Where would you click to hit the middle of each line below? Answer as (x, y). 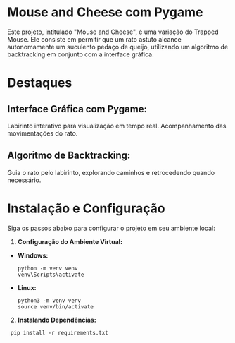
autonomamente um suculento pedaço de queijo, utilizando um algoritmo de (118, 47)
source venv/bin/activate (55, 307)
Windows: (33, 255)
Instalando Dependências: (57, 320)
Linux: (27, 287)
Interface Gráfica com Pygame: (77, 109)
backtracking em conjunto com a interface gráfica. (81, 54)
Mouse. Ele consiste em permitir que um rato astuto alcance (94, 39)
